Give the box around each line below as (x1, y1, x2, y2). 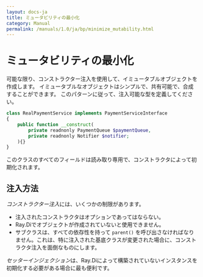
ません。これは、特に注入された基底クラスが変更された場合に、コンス (15, 236, 191, 244)
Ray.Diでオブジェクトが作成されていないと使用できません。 (15, 221, 165, 228)
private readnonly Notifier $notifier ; (28, 133, 130, 139)
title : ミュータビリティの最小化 (6, 15, 80, 21)
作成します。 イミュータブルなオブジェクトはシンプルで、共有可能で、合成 (6, 83, 194, 90)
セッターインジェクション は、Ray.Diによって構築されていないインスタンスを (6, 257, 198, 264)
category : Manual (6, 20, 51, 26)
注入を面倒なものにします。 (31, 244, 101, 251)
